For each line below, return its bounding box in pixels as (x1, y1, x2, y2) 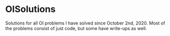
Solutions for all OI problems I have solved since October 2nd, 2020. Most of (5, 20, 165, 26)
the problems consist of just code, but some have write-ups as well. (5, 25, 147, 31)
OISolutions (5, 3, 56, 15)
